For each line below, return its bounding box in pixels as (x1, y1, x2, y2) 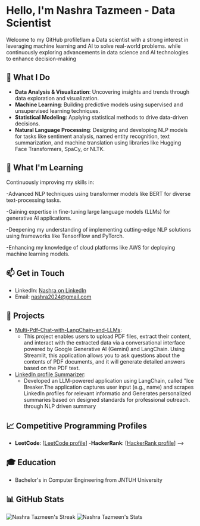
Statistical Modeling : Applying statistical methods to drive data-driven (14, 113, 189, 121)
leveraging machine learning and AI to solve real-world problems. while (6, 42, 181, 50)
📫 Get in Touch (6, 268, 65, 278)
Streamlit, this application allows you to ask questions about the (23, 352, 180, 359)
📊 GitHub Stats (6, 494, 64, 505)
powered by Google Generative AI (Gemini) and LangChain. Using (23, 346, 185, 353)
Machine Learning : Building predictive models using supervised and (14, 101, 183, 108)
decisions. (14, 120, 40, 127)
